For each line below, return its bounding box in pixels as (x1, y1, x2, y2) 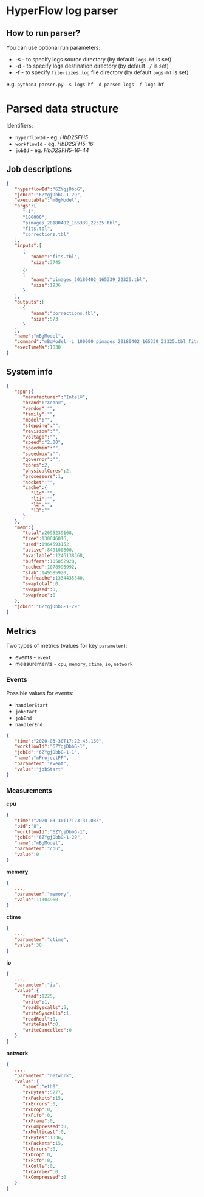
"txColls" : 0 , (22, 1163, 56, 1169)
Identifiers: (6, 122, 33, 129)
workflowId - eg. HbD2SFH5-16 (15, 140, 93, 147)
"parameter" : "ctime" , (14, 936, 69, 943)
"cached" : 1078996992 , (22, 564, 78, 570)
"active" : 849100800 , (22, 547, 75, 553)
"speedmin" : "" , (22, 445, 61, 451)
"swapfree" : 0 (22, 592, 56, 598)
